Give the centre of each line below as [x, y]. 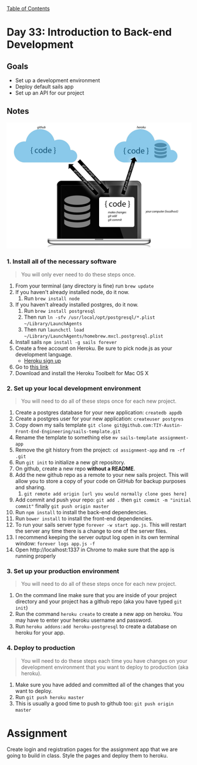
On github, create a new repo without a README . [75, 469]
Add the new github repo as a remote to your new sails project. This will [102, 474]
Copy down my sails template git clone [63, 424]
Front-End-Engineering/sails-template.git [68, 432]
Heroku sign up [42, 360]
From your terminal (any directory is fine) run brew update [84, 286]
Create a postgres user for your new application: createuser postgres [99, 419]
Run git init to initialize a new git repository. [70, 462]
